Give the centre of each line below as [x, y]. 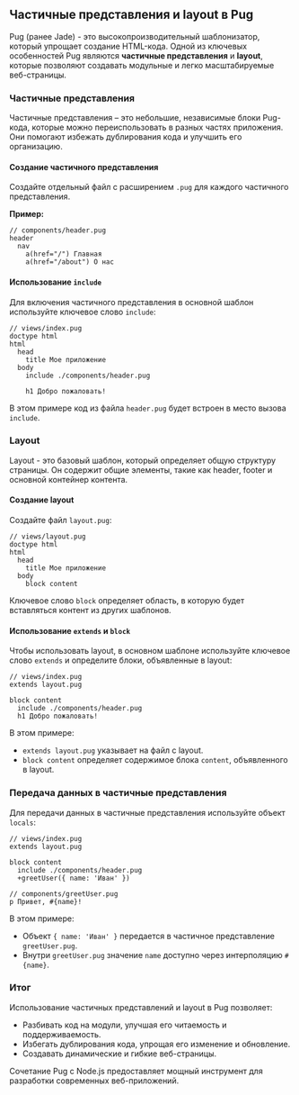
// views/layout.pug [48, 537]
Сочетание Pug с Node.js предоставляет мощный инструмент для [136, 1071]
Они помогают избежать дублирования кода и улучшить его [126, 137]
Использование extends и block [70, 630]
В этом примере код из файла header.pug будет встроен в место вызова [148, 408]
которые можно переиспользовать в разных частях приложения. [158, 127]
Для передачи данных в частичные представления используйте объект [147, 812]
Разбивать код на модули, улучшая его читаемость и [124, 1025]
